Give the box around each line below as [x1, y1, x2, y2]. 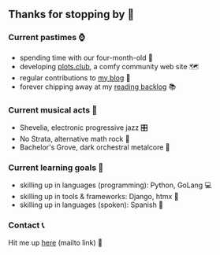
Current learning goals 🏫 [8, 162, 104, 173]
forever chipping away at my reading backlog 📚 [19, 82, 177, 91]
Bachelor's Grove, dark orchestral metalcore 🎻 [19, 142, 171, 152]
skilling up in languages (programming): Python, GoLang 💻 [19, 180, 212, 190]
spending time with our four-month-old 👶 [19, 53, 154, 62]
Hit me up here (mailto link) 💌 [8, 238, 103, 247]
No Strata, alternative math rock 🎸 [19, 134, 130, 143]
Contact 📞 [8, 220, 45, 231]
